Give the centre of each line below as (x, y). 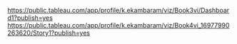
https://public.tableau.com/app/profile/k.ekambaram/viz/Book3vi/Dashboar (118, 10)
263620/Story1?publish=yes (49, 33)
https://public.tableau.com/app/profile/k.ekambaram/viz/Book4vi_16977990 (118, 25)
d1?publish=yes (30, 18)
